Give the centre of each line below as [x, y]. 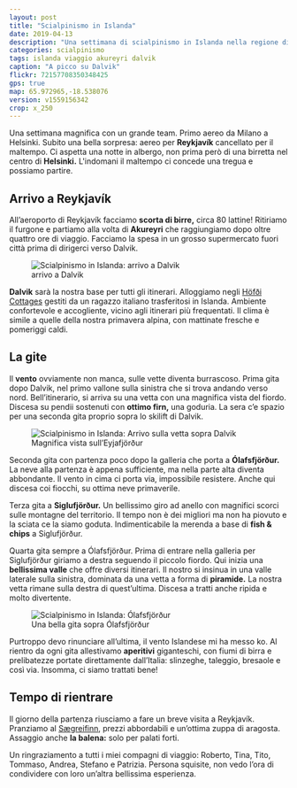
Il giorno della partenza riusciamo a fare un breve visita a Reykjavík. [132, 719]
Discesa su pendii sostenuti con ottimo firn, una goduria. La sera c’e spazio [147, 406]
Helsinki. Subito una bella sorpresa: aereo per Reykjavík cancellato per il [141, 143]
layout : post [33, 17]
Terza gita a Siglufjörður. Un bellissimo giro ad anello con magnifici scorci [144, 505]
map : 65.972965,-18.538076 [59, 91]
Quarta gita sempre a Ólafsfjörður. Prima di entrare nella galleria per [133, 551]
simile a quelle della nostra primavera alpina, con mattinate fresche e [134, 321]
